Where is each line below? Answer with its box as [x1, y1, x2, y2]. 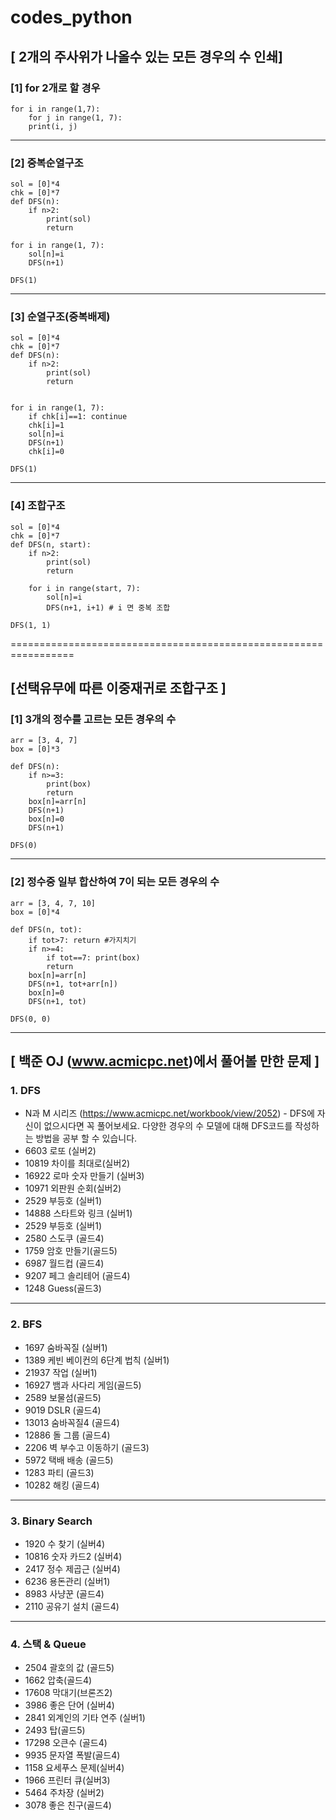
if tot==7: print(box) [46, 952, 141, 963]
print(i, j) [28, 121, 78, 131]
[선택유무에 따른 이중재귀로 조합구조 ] [10, 680, 227, 697]
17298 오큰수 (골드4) [24, 1737, 108, 1749]
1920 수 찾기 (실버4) [24, 1538, 106, 1550]
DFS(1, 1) [10, 620, 52, 630]
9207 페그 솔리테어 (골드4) [24, 1270, 131, 1282]
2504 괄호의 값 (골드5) [24, 1662, 115, 1674]
